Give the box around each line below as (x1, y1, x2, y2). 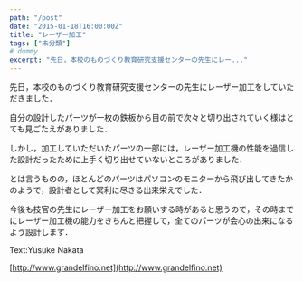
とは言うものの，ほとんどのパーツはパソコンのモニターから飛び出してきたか (9, 173, 294, 184)
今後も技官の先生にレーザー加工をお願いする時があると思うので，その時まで (9, 204, 295, 214)
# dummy (9, 47, 39, 56)
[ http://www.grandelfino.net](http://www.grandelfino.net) (9, 262, 223, 273)
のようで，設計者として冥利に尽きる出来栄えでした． (9, 185, 207, 195)
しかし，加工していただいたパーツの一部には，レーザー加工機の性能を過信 (9, 142, 287, 153)
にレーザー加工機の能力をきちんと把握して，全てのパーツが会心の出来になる (9, 215, 294, 226)
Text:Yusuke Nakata (9, 245, 84, 255)
